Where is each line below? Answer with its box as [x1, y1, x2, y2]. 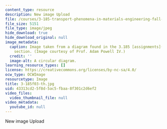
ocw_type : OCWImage [5, 72, 46, 77]
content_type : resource [5, 7, 55, 12]
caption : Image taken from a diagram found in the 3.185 [9, 44, 130, 49]
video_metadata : [5, 100, 39, 105]
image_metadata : [5, 40, 39, 45]
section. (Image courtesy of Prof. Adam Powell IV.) [14, 49, 126, 54]
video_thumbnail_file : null [9, 95, 68, 100]
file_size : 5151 [5, 21, 39, 26]
